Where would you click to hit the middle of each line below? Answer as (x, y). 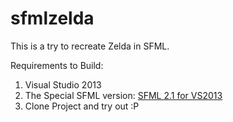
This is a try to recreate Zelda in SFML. (90, 46)
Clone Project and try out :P (82, 106)
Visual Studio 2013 (63, 84)
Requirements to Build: (57, 65)
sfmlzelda (52, 18)
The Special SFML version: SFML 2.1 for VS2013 (123, 95)
